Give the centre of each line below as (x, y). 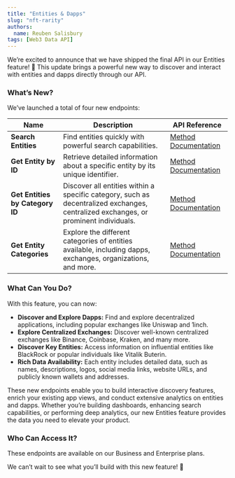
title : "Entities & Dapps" (47, 14)
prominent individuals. (99, 221)
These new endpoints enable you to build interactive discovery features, (111, 390)
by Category (32, 204)
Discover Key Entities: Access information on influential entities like (115, 346)
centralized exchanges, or (105, 212)
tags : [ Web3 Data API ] (40, 40)
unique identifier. (91, 174)
